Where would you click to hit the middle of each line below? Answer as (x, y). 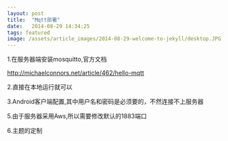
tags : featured (29, 33)
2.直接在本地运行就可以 (40, 87)
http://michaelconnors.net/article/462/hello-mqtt (76, 73)
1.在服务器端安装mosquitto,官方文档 (57, 60)
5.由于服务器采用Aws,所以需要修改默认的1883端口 (77, 116)
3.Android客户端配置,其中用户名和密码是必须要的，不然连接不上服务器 (105, 102)
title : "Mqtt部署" (34, 20)
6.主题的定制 (25, 131)
